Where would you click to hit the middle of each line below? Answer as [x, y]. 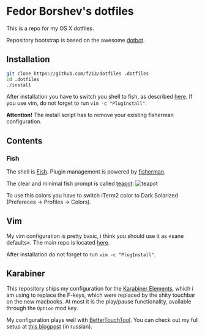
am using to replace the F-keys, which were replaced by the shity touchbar [101, 295]
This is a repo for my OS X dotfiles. [50, 28]
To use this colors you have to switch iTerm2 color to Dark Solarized [92, 196]
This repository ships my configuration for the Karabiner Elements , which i [100, 288]
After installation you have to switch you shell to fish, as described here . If [99, 97]
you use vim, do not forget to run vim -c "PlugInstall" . [76, 103]
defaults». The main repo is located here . [58, 242]
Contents [24, 141]
